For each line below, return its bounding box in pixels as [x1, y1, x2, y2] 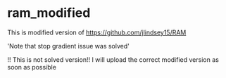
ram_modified [7, 5, 91, 21]
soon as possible [7, 63, 56, 71]
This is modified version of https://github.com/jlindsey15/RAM [7, 28, 187, 37]
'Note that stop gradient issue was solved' [7, 41, 130, 50]
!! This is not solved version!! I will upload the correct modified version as [7, 55, 220, 64]
